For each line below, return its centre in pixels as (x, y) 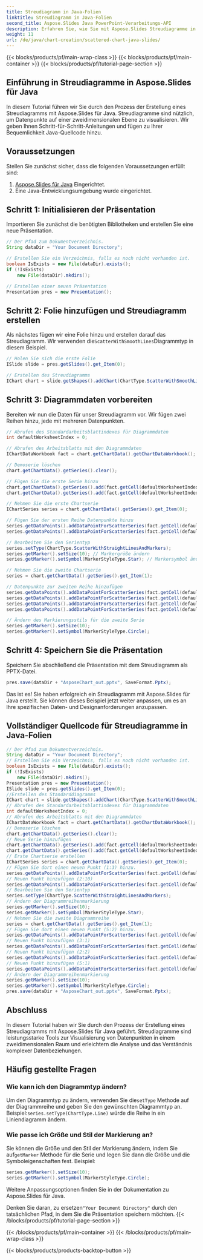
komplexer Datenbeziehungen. (44, 1051)
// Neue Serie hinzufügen (39, 839)
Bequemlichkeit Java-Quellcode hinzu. (54, 132)
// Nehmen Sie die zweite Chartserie (54, 570)
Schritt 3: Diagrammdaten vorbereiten (79, 400)
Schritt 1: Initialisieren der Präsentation (81, 210)
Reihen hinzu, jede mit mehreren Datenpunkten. (66, 421)
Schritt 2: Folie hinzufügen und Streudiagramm (97, 310)
